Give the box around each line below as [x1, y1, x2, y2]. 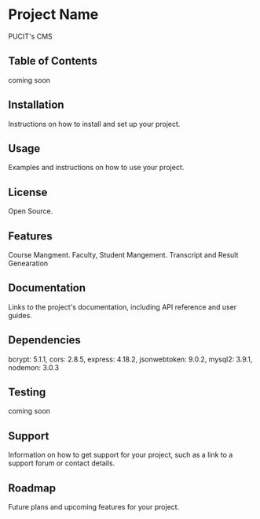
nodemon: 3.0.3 [8, 362, 60, 372]
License [8, 185, 48, 198]
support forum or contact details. [8, 458, 115, 468]
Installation [8, 98, 64, 112]
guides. [8, 310, 33, 320]
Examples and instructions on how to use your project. [8, 163, 185, 172]
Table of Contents [8, 54, 98, 68]
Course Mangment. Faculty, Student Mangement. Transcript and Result [8, 250, 239, 259]
